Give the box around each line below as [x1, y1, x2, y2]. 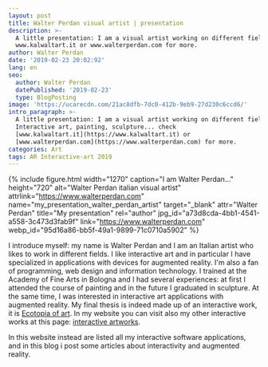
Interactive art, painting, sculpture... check [15, 123, 177, 131]
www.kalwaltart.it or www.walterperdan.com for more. [15, 41, 198, 49]
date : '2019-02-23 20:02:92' [8, 57, 105, 65]
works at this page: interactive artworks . [8, 317, 141, 327]
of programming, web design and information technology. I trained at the [8, 266, 247, 276]
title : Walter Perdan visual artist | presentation [8, 19, 183, 27]
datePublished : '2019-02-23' [15, 85, 112, 94]
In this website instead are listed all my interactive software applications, [8, 333, 246, 342]
